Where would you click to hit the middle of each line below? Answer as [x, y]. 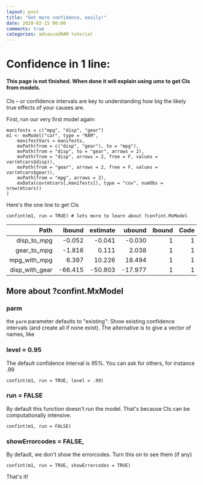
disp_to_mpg [34, 240]
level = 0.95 [24, 350]
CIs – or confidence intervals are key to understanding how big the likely [96, 101]
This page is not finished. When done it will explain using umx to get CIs [98, 81]
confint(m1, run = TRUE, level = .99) [55, 381]
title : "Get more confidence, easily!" [56, 17]
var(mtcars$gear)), [31, 173]
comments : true [25, 29]
